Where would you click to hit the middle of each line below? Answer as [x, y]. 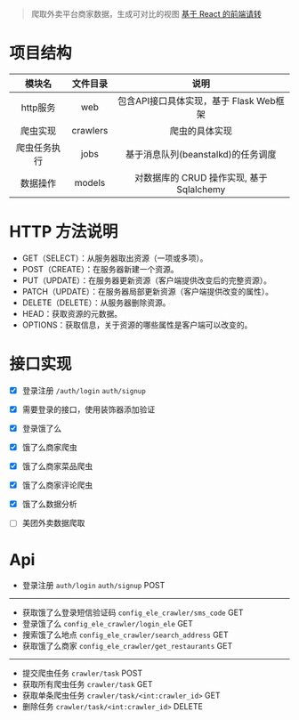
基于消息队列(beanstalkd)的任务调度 [202, 154]
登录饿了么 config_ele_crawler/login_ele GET [108, 624]
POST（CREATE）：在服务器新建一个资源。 [100, 269]
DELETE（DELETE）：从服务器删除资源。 [96, 303]
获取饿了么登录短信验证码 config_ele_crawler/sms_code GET [133, 612]
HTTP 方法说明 [64, 232]
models [90, 182]
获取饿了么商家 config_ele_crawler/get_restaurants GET [127, 646]
